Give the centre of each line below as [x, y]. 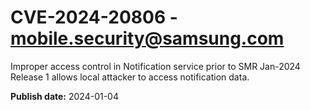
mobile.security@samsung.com [147, 38]
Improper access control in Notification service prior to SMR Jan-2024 [155, 66]
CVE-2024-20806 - [94, 17]
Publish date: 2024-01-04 [64, 96]
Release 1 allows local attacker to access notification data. [130, 77]
